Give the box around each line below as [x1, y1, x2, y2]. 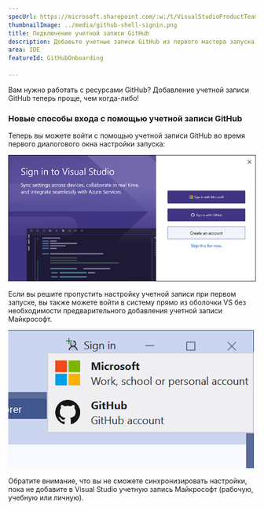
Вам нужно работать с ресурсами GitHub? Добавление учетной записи [8, 85, 250, 94]
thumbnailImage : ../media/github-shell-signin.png [8, 20, 178, 29]
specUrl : [8, 13, 37, 20]
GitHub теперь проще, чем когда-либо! [8, 93, 140, 102]
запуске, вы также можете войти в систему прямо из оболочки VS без [8, 297, 247, 307]
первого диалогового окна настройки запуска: [8, 139, 166, 149]
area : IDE [8, 46, 41, 54]
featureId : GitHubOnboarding [8, 54, 104, 62]
